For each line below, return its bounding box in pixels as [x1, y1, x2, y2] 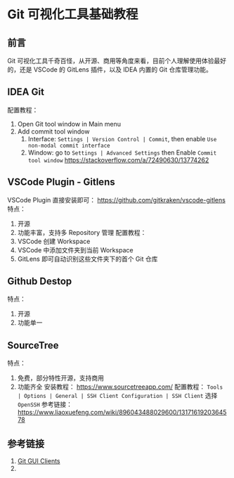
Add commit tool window [17, 127, 90, 136]
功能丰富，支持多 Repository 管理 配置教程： [17, 228, 147, 236]
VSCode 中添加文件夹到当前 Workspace [17, 245, 134, 254]
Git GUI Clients [17, 457, 60, 465]
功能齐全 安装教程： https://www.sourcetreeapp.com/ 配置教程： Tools [17, 382, 223, 391]
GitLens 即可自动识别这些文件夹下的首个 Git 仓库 [17, 254, 158, 263]
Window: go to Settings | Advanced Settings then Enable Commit [27, 148, 217, 157]
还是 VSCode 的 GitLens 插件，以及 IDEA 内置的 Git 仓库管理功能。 [19, 65, 213, 74]
